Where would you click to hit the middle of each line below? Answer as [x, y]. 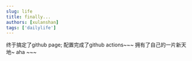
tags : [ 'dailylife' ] [31, 28]
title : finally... [28, 17]
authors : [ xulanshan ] [32, 22]
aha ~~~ [26, 52]
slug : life [19, 11]
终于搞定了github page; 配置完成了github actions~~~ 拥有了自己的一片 [91, 45]
